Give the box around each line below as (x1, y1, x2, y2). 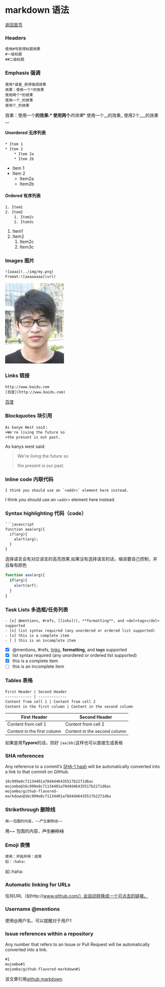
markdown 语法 (5, 4, 69, 16)
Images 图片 (5, 257, 34, 264)
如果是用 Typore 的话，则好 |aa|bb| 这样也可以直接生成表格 (5, 740, 123, 746)
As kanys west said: (5, 443, 46, 449)
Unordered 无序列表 (5, 129, 46, 136)
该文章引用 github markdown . (5, 976, 64, 982)
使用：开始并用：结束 (5, 854, 42, 859)
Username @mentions (5, 905, 60, 912)
